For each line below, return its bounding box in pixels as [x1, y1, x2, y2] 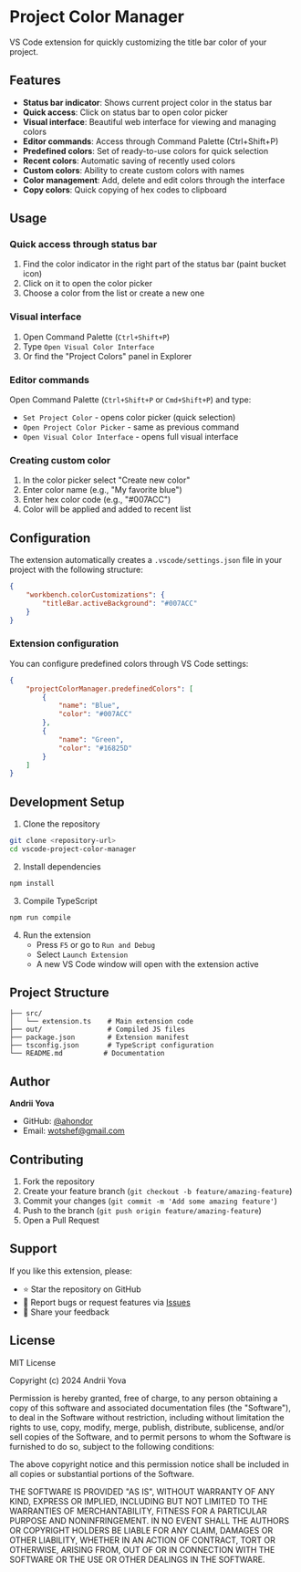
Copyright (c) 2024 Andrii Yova [9, 1375, 127, 1386]
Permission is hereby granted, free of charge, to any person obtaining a [9, 1392, 278, 1403]
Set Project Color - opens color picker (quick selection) [22, 412, 236, 423]
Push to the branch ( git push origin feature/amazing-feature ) [22, 1205, 262, 1216]
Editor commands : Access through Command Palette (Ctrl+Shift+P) [22, 135, 279, 147]
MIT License [9, 1357, 57, 1368]
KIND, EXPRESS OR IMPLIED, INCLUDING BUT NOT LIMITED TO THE [9, 1495, 268, 1506]
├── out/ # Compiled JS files [9, 1025, 185, 1035]
